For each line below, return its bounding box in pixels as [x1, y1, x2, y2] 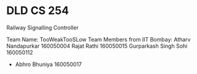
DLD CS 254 [6, 4, 69, 18]
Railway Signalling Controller [6, 24, 79, 31]
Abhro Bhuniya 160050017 [15, 61, 82, 68]
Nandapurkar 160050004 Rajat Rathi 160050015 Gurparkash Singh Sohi [6, 42, 188, 50]
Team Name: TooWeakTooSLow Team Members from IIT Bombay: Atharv [6, 35, 191, 43]
